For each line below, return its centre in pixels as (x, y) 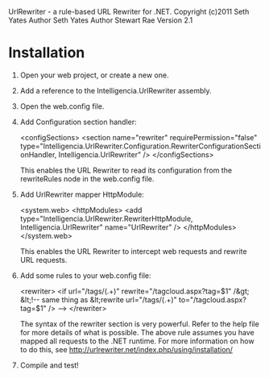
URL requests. (43, 260)
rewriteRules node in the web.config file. (87, 179)
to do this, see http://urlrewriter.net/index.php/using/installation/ (126, 349)
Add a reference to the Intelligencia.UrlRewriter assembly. (116, 90)
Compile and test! (49, 365)
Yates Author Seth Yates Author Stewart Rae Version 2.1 (101, 20)
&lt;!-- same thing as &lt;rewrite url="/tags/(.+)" (98, 299)
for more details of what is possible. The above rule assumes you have (137, 332)
